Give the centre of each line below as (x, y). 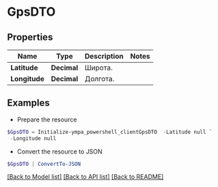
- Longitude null (33, 138)
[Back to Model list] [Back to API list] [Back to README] (85, 177)
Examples (28, 103)
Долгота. (99, 79)
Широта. (98, 68)
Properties (30, 37)
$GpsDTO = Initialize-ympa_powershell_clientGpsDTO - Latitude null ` (110, 132)
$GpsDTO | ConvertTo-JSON (44, 164)
